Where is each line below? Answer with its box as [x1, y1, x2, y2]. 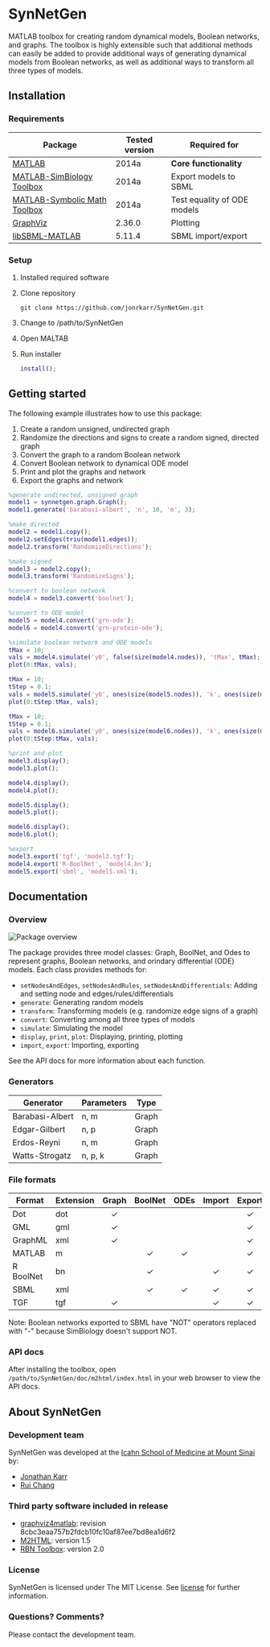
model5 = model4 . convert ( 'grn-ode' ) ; [8, 616, 135, 624]
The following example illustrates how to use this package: [8, 408, 202, 418]
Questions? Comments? [8, 1612, 104, 1623]
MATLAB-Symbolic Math [12, 194, 107, 205]
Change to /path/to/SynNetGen [19, 317, 124, 327]
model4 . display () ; [8, 779, 70, 787]
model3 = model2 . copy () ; [8, 565, 92, 573]
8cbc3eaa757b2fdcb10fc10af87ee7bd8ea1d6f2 [19, 1527, 176, 1537]
